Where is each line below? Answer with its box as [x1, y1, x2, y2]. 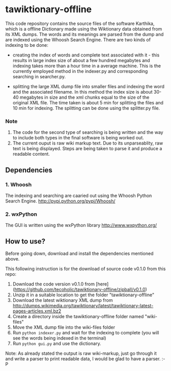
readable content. [12, 151, 50, 157]
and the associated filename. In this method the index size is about [12, 89, 153, 95]
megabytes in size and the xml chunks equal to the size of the [19, 94, 150, 100]
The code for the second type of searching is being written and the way [12, 129, 164, 135]
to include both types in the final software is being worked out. [12, 135, 144, 141]
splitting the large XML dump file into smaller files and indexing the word [12, 83, 164, 90]
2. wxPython [5, 210, 37, 217]
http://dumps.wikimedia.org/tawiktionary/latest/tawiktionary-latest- [12, 303, 154, 309]
